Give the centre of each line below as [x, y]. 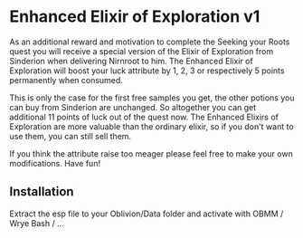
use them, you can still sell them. [71, 136]
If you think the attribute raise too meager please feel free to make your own [151, 153]
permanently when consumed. [66, 80]
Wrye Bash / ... [37, 223]
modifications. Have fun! [55, 163]
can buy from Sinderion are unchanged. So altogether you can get [133, 107]
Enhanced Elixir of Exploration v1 [135, 17]
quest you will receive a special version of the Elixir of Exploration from [142, 51]
